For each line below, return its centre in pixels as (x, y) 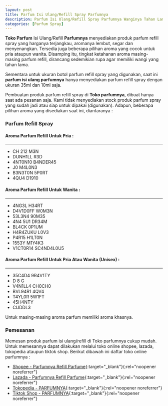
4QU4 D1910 (25, 178)
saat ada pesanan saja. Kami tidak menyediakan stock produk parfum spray (83, 100)
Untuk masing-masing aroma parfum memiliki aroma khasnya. (69, 317)
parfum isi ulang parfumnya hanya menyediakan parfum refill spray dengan (84, 80)
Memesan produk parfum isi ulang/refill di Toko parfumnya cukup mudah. (81, 341)
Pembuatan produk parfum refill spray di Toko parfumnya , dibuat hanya (79, 95)
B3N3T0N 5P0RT (30, 173)
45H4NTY (23, 302)
